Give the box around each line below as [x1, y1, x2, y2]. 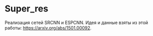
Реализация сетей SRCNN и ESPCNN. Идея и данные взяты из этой [4, 19, 148, 25]
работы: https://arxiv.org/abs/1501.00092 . [4, 24, 92, 30]
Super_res [4, 3, 48, 14]
